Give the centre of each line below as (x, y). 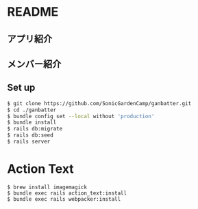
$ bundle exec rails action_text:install (67, 193)
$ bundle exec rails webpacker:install (64, 199)
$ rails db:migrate (35, 129)
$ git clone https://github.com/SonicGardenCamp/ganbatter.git (99, 103)
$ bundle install (32, 123)
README (33, 12)
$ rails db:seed (30, 135)
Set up (21, 88)
